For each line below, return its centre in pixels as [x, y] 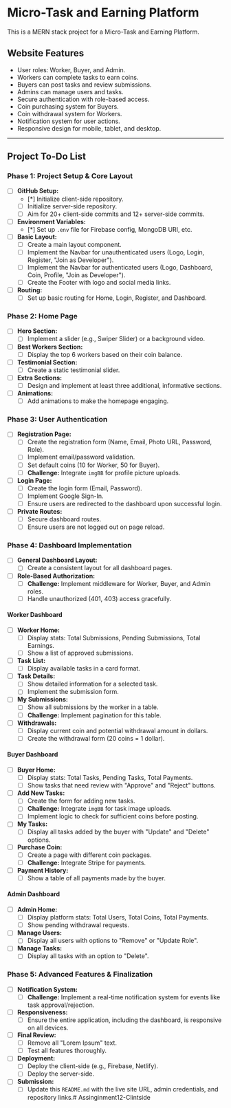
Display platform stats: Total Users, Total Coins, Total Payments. [118, 917]
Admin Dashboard [34, 894]
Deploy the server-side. [61, 1074]
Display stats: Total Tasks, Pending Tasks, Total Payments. [110, 778]
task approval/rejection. [61, 1005]
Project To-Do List [46, 156]
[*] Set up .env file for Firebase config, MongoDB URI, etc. [110, 229]
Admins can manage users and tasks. [70, 91]
